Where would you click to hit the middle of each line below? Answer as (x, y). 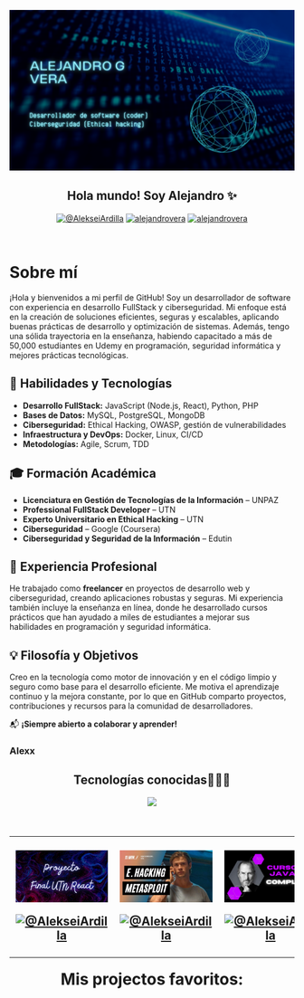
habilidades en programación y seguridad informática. (110, 627)
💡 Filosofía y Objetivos (74, 656)
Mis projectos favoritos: (152, 979)
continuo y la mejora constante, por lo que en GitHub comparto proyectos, (148, 697)
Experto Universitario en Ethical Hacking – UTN (113, 519)
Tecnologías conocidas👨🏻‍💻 (152, 780)
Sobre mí (44, 273)
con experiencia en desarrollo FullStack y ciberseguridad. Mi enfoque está (148, 307)
